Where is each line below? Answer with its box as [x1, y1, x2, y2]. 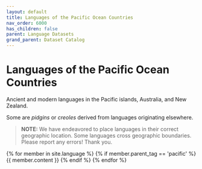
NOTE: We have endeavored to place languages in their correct [21, 125, 179, 133]
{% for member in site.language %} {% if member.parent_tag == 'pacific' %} [6, 150, 197, 157]
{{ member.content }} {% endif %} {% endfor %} [6, 156, 127, 164]
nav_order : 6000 [6, 20, 47, 26]
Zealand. [6, 102, 28, 109]
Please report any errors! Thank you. [21, 138, 113, 145]
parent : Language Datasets [6, 31, 74, 37]
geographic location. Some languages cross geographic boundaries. [21, 132, 192, 139]
